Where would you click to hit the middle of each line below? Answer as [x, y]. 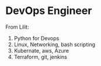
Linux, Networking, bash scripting [55, 44]
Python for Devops [36, 38]
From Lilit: [18, 27]
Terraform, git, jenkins [41, 57]
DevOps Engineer [49, 11]
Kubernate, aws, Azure [41, 50]
